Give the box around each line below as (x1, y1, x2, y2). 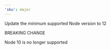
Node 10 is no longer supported (4, 39, 68, 45)
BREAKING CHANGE (4, 30, 46, 35)
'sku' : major (4, 7, 31, 12)
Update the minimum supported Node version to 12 (4, 20, 107, 26)
